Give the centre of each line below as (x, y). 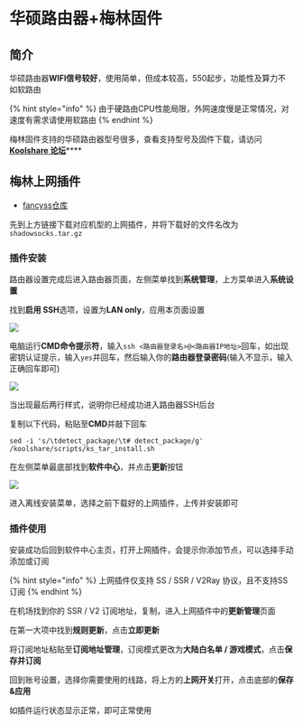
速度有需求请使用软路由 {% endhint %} (81, 120)
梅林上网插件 (45, 182)
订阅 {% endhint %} (46, 592)
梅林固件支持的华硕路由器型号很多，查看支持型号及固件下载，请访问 (136, 139)
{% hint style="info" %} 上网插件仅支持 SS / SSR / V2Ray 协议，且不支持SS (149, 580)
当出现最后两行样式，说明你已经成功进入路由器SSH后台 (112, 405)
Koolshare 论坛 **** (46, 150)
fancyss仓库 (45, 205)
